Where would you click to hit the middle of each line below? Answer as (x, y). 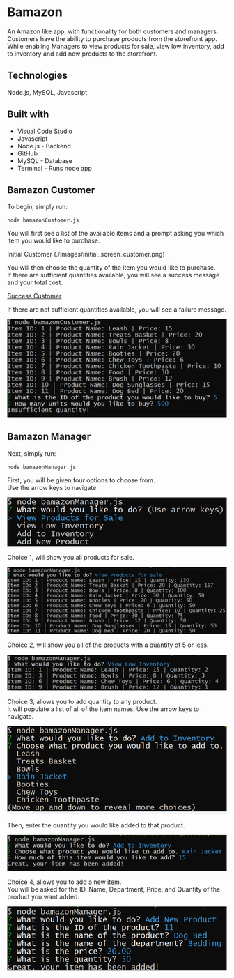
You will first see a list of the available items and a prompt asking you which (116, 234)
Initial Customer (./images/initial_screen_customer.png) (86, 254)
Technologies (38, 76)
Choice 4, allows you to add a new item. (64, 882)
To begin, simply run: (37, 207)
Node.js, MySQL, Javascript (47, 92)
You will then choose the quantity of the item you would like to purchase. (111, 268)
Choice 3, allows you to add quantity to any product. (82, 702)
